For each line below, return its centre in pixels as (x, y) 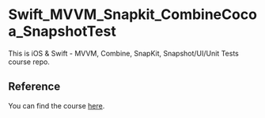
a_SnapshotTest (62, 31)
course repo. (29, 62)
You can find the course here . (57, 105)
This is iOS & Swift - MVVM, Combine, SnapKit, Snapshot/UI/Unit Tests (123, 53)
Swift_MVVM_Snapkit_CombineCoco (132, 15)
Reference (34, 87)
